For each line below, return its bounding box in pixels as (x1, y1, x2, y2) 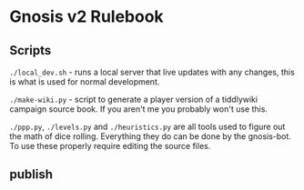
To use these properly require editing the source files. (9, 141, 211, 151)
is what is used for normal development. (9, 76, 160, 87)
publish (9, 166, 53, 183)
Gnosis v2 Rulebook (9, 6, 164, 27)
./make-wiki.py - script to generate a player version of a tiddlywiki (9, 94, 258, 105)
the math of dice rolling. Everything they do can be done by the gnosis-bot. (9, 131, 291, 142)
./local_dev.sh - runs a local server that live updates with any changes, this (9, 66, 296, 77)
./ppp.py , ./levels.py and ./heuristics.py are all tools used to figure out (9, 121, 286, 132)
